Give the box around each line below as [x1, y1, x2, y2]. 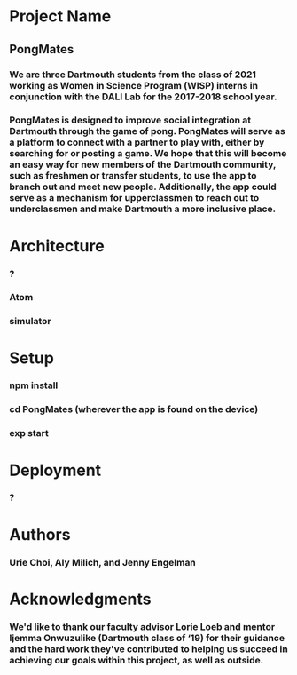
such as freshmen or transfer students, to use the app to [9, 170, 257, 182]
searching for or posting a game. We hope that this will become [9, 147, 287, 160]
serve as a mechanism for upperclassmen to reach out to [9, 192, 260, 204]
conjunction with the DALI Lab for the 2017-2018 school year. [9, 91, 277, 103]
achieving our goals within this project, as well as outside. [9, 654, 264, 666]
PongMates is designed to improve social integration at [9, 114, 252, 126]
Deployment [9, 460, 102, 480]
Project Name [9, 6, 112, 27]
